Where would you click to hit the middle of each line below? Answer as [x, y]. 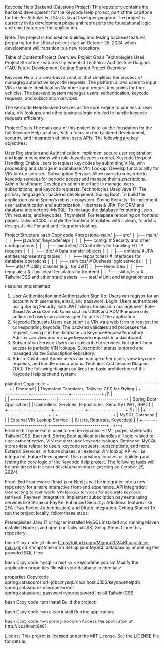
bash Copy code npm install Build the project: [51, 602]
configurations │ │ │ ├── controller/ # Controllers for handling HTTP [74, 246]
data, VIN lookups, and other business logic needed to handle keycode [76, 113]
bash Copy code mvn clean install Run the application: [60, 612]
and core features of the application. [42, 28]
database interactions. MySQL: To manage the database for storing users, [79, 210]
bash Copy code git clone [31, 542]
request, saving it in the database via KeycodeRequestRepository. [78, 332]
